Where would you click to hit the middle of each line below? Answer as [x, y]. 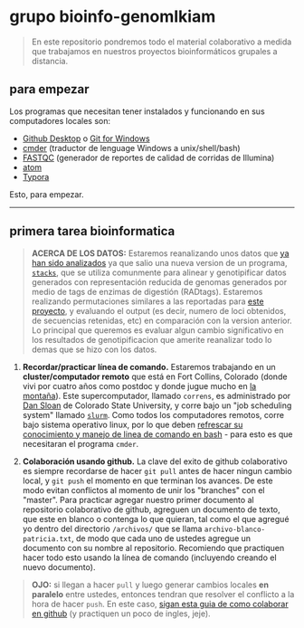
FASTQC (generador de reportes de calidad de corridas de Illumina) [148, 157]
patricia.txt [47, 539]
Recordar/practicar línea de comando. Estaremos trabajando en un [149, 366]
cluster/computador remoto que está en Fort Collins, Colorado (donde [155, 376]
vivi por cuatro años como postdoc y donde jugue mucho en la [139, 385]
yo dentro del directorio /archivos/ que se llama [112, 528]
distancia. [50, 61]
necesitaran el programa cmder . [81, 443]
